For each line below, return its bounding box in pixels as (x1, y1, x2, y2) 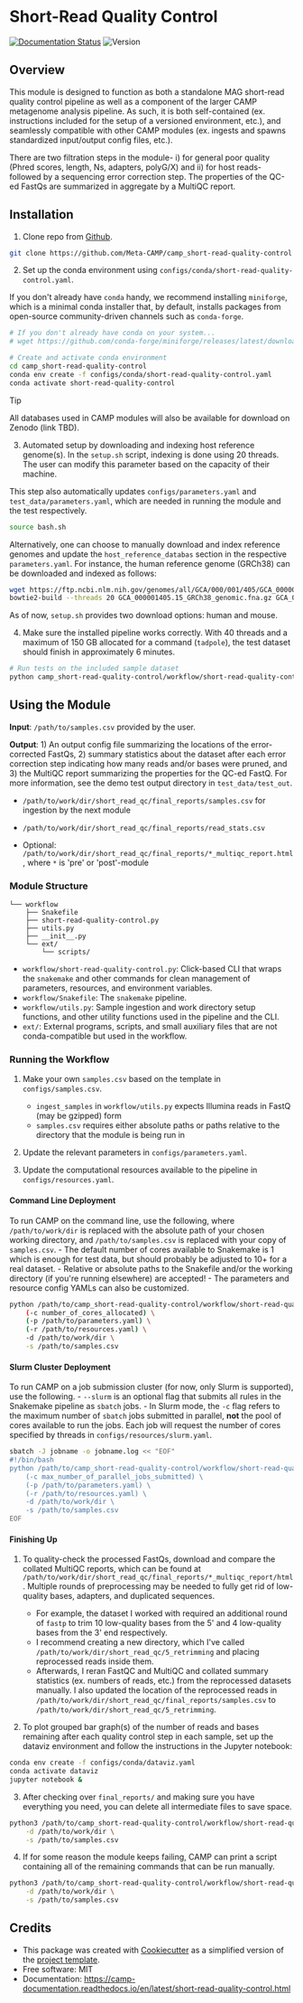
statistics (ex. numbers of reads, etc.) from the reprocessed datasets (35, 1675, 291, 1687)
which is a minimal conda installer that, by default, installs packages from (9, 301, 281, 313)
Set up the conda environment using (22, 265, 158, 276)
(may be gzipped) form (35, 1110, 122, 1122)
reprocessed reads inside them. (35, 1656, 154, 1667)
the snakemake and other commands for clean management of (22, 973, 251, 984)
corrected (9, 748, 47, 759)
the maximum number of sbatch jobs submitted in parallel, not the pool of (9, 1410, 282, 1421)
